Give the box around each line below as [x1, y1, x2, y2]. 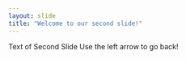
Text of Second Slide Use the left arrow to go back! [8, 41, 180, 51]
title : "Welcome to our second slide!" [8, 19, 143, 27]
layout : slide [8, 11, 57, 20]
